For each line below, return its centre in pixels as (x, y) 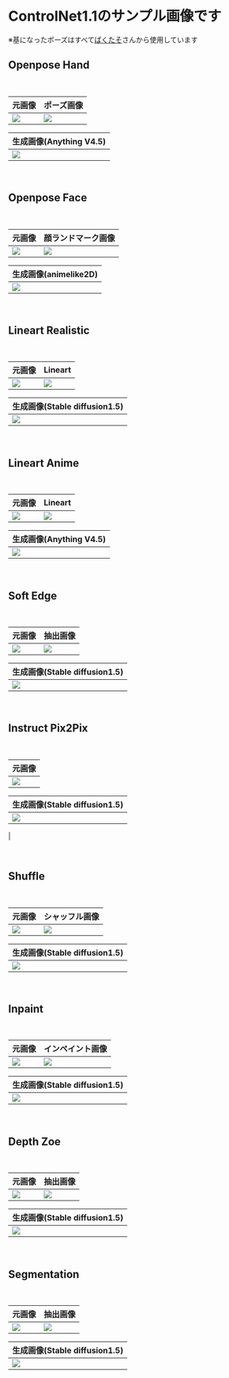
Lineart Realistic (49, 330)
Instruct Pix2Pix (48, 729)
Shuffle (26, 876)
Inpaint (26, 1009)
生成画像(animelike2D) (55, 274)
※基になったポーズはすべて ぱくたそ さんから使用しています (103, 40)
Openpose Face (48, 198)
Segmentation (44, 1274)
